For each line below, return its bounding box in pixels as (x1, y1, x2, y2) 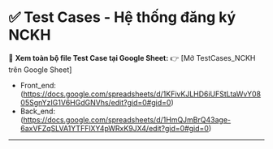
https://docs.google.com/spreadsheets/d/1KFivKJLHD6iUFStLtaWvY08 (23, 89, 262, 99)
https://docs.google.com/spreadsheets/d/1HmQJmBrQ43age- (23, 114, 232, 125)
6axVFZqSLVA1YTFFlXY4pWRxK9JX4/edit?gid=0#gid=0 (19, 123, 210, 133)
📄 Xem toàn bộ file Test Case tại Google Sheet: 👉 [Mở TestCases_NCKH (8, 53, 256, 62)
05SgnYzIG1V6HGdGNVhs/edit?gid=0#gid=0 (19, 97, 171, 107)
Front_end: (19, 80, 57, 90)
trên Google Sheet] (8, 65, 72, 74)
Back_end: (19, 106, 55, 116)
